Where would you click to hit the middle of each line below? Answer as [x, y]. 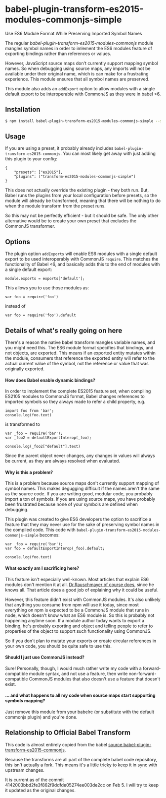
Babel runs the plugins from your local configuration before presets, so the [81, 196]
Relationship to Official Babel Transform [68, 733]
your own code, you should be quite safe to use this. [59, 646]
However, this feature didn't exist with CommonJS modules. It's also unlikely [83, 599]
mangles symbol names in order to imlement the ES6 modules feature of [79, 48]
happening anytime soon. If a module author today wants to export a [75, 620]
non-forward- [143, 673]
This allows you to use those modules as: [47, 288]
